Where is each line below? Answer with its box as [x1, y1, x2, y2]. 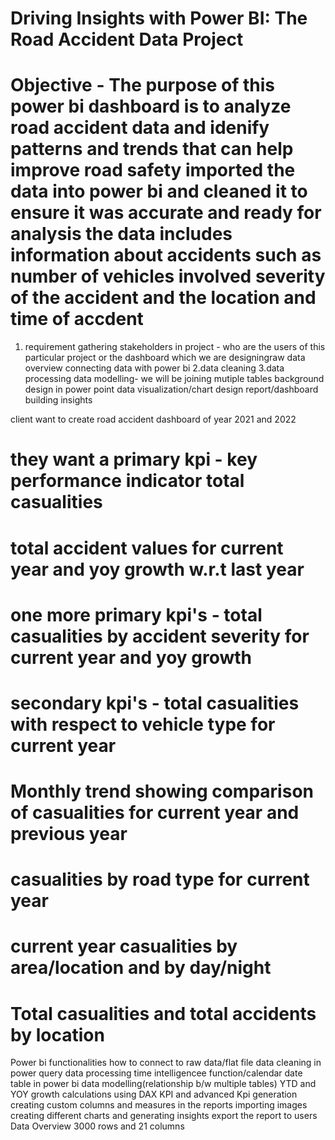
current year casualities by [10, 935, 238, 958]
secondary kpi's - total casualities [10, 692, 300, 714]
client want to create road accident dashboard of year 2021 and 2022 [10, 413, 297, 426]
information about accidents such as [10, 244, 322, 267]
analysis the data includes [10, 223, 233, 246]
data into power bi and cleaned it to [10, 180, 308, 203]
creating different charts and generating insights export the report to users [10, 1110, 318, 1122]
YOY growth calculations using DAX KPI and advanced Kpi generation [10, 1088, 298, 1101]
